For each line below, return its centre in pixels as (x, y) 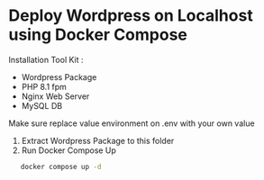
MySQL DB (42, 105)
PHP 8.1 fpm (44, 86)
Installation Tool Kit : (46, 59)
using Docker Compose (98, 35)
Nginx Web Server (55, 96)
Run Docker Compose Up (68, 150)
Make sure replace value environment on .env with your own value (132, 123)
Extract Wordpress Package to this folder (98, 140)
